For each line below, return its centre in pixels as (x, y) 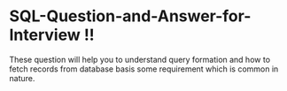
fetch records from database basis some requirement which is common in (144, 69)
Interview (45, 35)
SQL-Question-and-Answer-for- (130, 16)
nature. (22, 78)
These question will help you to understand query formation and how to (140, 59)
